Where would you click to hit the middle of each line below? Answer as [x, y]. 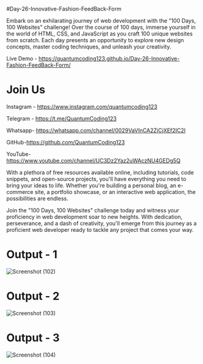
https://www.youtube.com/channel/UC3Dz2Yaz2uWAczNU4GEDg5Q [94, 160]
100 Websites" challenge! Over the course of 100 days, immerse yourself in [101, 27]
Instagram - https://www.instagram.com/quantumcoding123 [82, 106]
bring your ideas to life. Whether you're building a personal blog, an [91, 185]
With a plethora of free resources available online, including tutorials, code [100, 172]
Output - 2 [33, 296]
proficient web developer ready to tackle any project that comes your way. [100, 229]
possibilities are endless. [37, 198]
